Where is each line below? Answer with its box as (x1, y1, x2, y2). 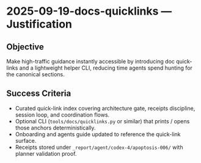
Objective (6, 42, 45, 52)
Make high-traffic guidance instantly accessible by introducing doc (6, 58, 175, 65)
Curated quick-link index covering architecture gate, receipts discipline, (15, 104, 196, 112)
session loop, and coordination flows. (15, 111, 110, 118)
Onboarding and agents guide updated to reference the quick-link (15, 130, 181, 138)
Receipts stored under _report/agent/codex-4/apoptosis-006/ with (15, 143, 183, 151)
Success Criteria (6, 89, 71, 99)
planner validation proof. (15, 150, 77, 157)
